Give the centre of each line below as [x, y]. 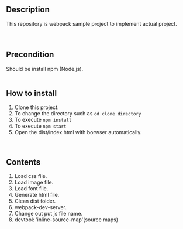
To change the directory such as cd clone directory [78, 114]
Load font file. [31, 189]
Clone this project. [37, 107]
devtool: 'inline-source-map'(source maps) [66, 220]
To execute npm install [43, 120]
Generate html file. [37, 195]
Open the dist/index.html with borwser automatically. [78, 132]
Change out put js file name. [49, 214]
